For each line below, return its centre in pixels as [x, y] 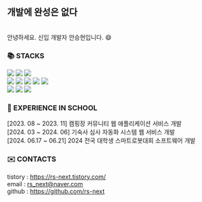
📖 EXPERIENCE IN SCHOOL [52, 108]
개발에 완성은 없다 [42, 12]
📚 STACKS [26, 55]
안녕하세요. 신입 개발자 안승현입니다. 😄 [59, 37]
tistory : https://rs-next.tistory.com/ [57, 177]
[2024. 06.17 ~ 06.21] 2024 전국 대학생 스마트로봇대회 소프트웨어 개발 [101, 141]
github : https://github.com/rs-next [56, 191]
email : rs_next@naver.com [45, 184]
